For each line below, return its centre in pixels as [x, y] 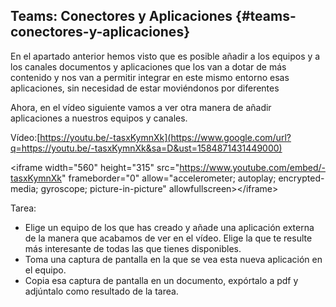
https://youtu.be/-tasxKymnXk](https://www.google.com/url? [165, 137]
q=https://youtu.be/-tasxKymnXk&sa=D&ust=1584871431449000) [146, 148]
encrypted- [301, 178]
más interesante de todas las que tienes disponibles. [133, 248]
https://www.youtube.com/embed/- [252, 167]
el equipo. [45, 270]
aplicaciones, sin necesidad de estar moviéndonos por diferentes [145, 88]
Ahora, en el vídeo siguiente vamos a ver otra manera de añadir [141, 107]
